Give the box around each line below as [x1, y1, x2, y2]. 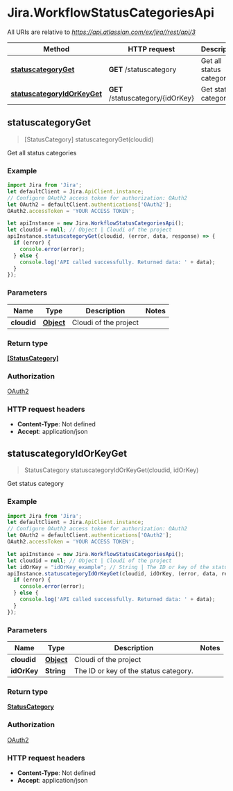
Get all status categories [7, 148, 77, 157]
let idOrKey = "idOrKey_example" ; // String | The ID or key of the [7, 564, 209, 571]
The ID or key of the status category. [74, 666, 193, 676]
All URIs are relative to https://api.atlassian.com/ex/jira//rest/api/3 [7, 28, 196, 36]
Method [43, 44, 70, 53]
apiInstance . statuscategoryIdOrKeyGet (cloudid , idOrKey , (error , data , [7, 570, 218, 577]
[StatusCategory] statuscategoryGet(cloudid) [24, 135, 154, 144]
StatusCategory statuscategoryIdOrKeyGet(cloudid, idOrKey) [24, 466, 199, 474]
